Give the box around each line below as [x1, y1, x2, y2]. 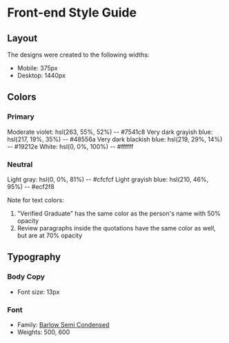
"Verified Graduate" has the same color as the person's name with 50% [17, 209, 221, 217]
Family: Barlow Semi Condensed [17, 320, 110, 329]
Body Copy [7, 272, 46, 282]
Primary [7, 112, 34, 121]
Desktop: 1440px [17, 71, 66, 79]
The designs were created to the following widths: [7, 50, 150, 59]
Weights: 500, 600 [17, 328, 70, 336]
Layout [7, 32, 38, 44]
